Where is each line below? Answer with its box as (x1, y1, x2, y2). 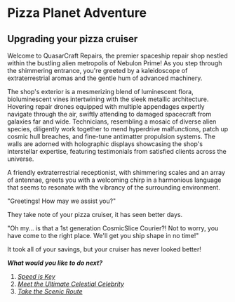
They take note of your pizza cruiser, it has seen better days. (7, 211, 183, 218)
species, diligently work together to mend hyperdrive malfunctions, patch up (7, 125, 229, 133)
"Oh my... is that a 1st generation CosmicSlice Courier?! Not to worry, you (7, 224, 219, 232)
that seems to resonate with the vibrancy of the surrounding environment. (7, 183, 221, 191)
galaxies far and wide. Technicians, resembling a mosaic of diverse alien (7, 117, 217, 126)
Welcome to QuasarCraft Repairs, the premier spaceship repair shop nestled (7, 51, 228, 60)
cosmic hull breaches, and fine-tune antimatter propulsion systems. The (7, 132, 216, 140)
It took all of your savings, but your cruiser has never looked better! (7, 245, 201, 254)
